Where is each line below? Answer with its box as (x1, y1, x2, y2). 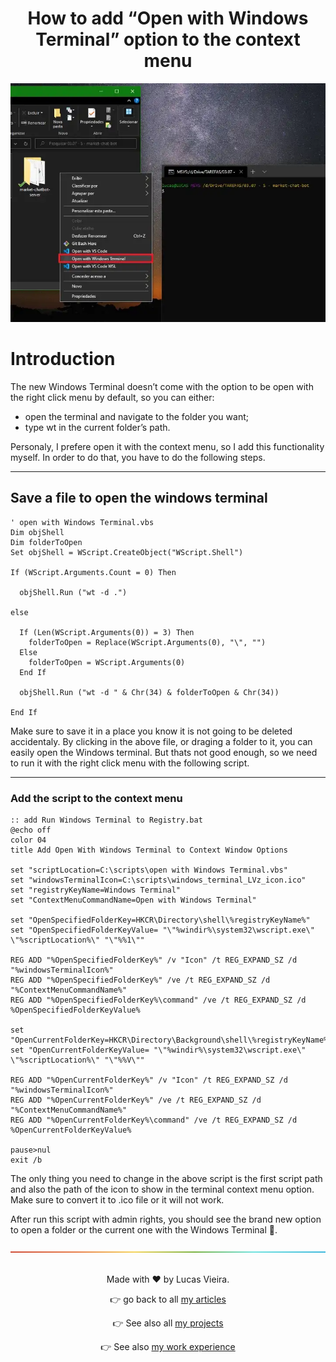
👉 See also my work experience (100, 1341, 236, 1353)
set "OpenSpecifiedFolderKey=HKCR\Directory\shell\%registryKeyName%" (10, 915, 311, 926)
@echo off (10, 825, 52, 836)
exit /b (10, 1155, 43, 1166)
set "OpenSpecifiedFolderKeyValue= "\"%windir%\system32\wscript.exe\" (10, 925, 315, 936)
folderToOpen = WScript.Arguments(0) (28, 657, 186, 667)
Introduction (10, 348, 116, 371)
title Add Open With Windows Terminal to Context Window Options (10, 845, 288, 856)
